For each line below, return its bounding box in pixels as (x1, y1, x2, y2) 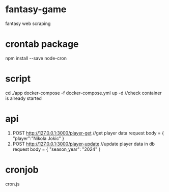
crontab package (5, 38, 79, 50)
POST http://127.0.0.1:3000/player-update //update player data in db (12, 141, 155, 147)
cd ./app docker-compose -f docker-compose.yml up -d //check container (5, 90, 162, 96)
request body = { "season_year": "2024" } (12, 146, 101, 152)
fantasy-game (5, 4, 67, 15)
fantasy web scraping (5, 20, 51, 26)
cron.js (5, 181, 20, 187)
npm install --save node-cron (5, 55, 67, 61)
